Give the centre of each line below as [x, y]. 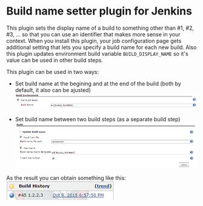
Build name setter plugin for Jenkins [99, 11]
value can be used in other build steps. [55, 60]
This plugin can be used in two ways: [53, 71]
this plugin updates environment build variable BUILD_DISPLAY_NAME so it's [98, 53]
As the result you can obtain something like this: [66, 178]
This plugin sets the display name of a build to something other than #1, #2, [100, 28]
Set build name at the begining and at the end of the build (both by [98, 84]
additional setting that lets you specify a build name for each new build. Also [101, 47]
